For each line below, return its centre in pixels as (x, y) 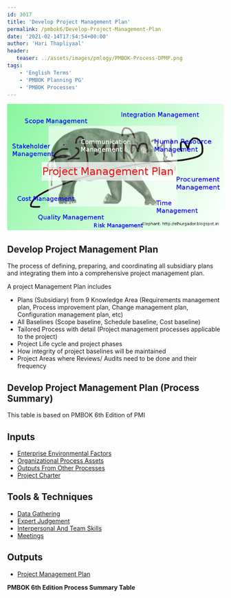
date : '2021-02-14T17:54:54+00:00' (58, 37)
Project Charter (38, 475)
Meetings (30, 535)
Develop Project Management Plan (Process (103, 387)
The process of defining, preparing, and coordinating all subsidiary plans (110, 266)
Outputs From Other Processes (61, 468)
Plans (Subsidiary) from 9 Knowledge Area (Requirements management (118, 300)
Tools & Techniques (50, 497)
